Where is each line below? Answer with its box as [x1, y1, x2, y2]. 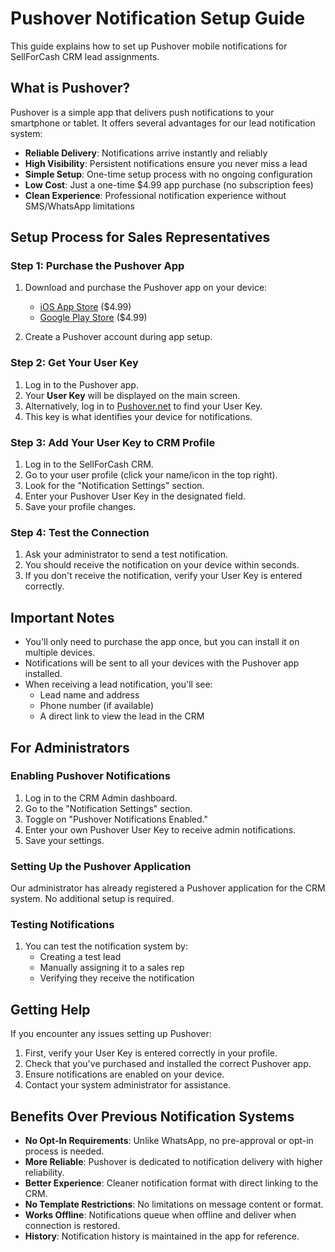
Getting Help [10, 1001, 91, 1018]
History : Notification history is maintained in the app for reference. [24, 1230, 300, 1242]
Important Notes [10, 609, 115, 626]
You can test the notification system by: [24, 940, 188, 952]
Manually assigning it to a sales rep [39, 962, 185, 974]
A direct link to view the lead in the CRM [39, 710, 205, 722]
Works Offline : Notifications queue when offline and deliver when [24, 1209, 297, 1221]
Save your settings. [24, 834, 105, 846]
